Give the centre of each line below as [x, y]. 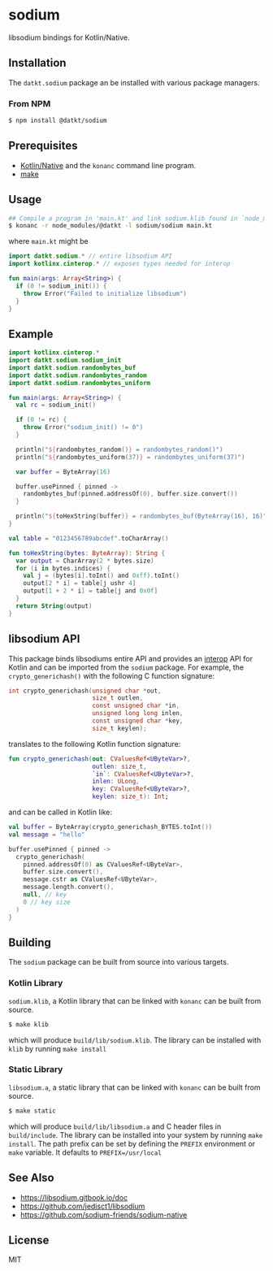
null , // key [45, 895]
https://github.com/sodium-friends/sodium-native [104, 1215]
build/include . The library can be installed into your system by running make [136, 1134]
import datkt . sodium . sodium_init [65, 360]
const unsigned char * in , [136, 706]
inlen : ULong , [116, 782]
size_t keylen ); [120, 728]
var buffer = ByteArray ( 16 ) [63, 472]
